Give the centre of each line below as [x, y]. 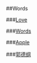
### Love [17, 20]
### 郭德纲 [18, 54]
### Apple [18, 42]
